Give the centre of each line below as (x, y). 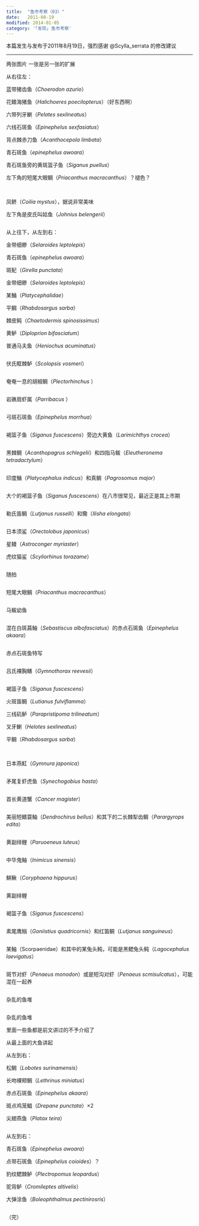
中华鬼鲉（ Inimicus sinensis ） (43, 860)
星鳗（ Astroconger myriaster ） (44, 544)
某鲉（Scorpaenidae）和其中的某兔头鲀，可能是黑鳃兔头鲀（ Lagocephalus (98, 949)
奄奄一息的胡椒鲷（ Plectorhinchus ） (51, 381)
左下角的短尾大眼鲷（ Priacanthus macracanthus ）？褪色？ (78, 178)
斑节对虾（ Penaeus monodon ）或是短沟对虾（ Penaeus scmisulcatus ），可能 (99, 974)
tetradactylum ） (26, 460)
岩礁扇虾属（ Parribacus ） (38, 399)
